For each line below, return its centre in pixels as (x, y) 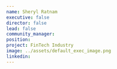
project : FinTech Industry (40, 46)
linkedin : (19, 56)
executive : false (28, 17)
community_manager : (31, 34)
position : (19, 40)
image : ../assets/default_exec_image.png (59, 51)
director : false (26, 23)
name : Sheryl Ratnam (32, 12)
